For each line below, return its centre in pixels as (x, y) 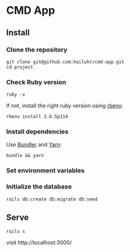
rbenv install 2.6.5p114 (37, 117)
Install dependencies (37, 132)
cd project (20, 67)
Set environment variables (46, 171)
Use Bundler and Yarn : (34, 145)
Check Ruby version (36, 82)
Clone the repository (37, 50)
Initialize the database (39, 187)
